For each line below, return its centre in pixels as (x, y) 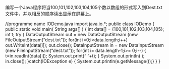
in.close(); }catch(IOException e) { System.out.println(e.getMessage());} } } (83, 61)
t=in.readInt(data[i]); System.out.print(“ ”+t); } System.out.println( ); (75, 56)
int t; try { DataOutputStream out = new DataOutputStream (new (72, 34)
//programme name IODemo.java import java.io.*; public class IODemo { (80, 24)
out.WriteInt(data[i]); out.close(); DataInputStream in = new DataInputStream (84, 45)
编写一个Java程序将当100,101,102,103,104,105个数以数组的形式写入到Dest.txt (84, 7)
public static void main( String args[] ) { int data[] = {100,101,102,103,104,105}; (85, 29)
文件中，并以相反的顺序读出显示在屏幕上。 (49, 14)
